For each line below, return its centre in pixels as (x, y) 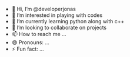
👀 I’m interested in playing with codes (57, 15)
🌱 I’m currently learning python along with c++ (68, 21)
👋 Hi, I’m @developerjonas (44, 9)
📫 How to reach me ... (39, 34)
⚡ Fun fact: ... (28, 49)
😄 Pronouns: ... (31, 42)
